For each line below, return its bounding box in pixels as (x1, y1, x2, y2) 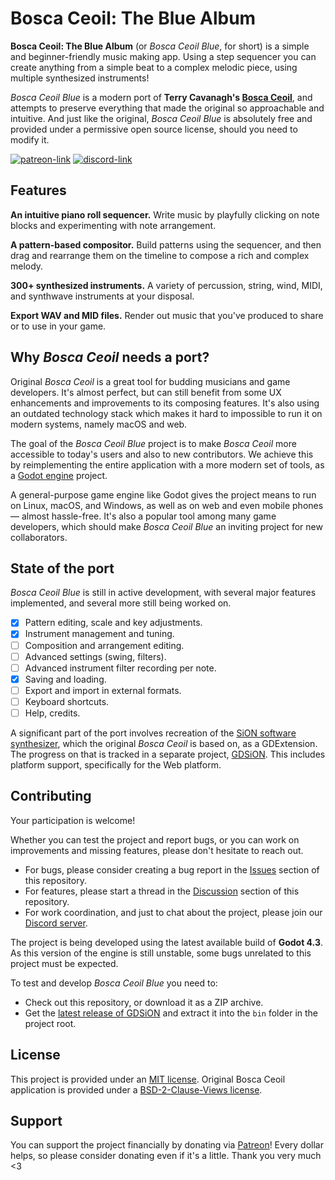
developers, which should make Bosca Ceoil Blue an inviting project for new (10, 520, 323, 532)
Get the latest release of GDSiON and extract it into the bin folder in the (24, 1007, 319, 1019)
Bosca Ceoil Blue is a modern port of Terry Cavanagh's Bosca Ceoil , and (10, 91, 313, 103)
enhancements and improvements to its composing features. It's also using (10, 397, 320, 409)
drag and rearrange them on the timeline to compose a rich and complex (10, 249, 310, 261)
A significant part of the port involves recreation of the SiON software (10, 727, 297, 739)
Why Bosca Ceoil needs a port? (10, 349, 210, 366)
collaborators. (10, 531, 68, 543)
